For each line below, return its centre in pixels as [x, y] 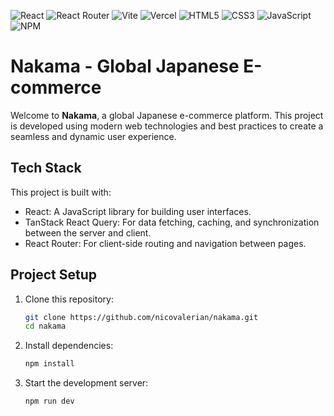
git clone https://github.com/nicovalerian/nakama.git [141, 317]
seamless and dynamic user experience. [93, 136]
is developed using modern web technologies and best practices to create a [167, 126]
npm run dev [49, 401]
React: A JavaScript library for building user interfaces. [138, 211]
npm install [49, 364]
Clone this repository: [69, 299]
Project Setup [54, 275]
